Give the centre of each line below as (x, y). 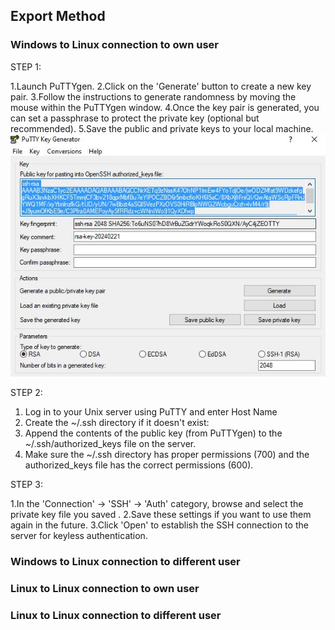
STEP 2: (26, 393)
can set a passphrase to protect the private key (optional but (135, 118)
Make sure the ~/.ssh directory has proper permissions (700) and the (167, 455)
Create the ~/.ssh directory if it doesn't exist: (117, 423)
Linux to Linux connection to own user (105, 589)
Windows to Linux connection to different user (125, 562)
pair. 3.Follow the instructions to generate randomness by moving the (153, 96)
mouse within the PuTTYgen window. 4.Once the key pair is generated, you (165, 107)
